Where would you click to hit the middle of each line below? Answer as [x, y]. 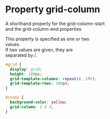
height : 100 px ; [26, 74]
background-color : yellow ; [39, 102]
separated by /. [21, 55]
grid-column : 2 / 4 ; [32, 107]
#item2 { [15, 98]
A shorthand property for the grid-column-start [55, 23]
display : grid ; [26, 69]
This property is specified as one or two [47, 39]
